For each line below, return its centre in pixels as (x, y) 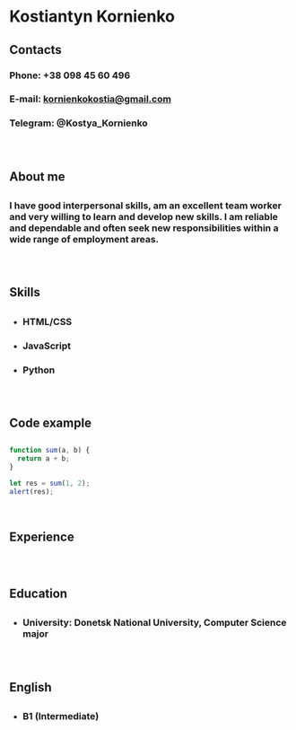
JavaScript (47, 346)
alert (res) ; (31, 491)
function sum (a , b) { (50, 451)
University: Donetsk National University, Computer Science (154, 623)
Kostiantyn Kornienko (92, 17)
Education (39, 593)
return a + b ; (44, 459)
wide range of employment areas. (84, 240)
